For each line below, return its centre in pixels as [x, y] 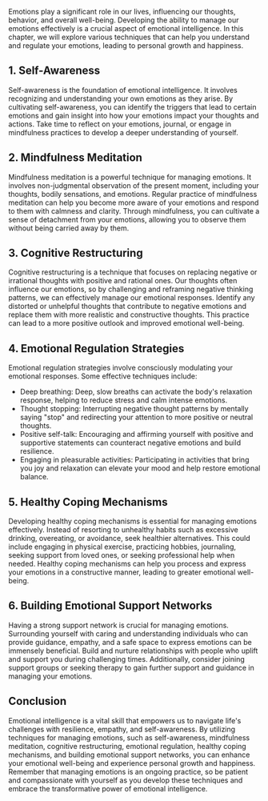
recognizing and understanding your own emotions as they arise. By [121, 98]
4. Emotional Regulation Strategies [96, 348]
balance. [34, 477]
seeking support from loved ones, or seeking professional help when [122, 555]
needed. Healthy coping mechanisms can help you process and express [127, 564]
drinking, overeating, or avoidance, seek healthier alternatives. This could [129, 539]
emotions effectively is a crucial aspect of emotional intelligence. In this [126, 28]
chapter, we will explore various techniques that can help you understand [129, 37]
